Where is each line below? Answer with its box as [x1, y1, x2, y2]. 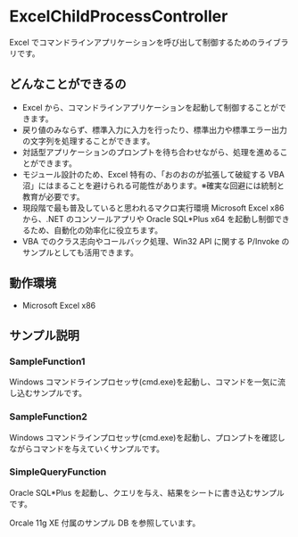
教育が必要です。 [21, 191, 85, 202]
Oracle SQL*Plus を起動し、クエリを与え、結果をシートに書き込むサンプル [9, 487, 286, 498]
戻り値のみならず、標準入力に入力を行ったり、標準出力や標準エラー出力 [21, 124, 287, 135]
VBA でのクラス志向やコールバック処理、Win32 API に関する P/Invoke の [21, 235, 290, 246]
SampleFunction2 [9, 410, 87, 423]
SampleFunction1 [9, 355, 86, 368]
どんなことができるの [9, 77, 127, 92]
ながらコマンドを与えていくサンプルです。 [9, 443, 165, 454]
